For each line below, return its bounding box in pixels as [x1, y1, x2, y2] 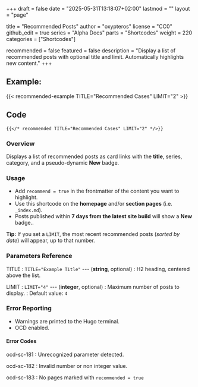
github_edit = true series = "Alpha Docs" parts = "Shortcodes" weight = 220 [6, 29, 193, 36]
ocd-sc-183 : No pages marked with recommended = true [6, 374, 144, 381]
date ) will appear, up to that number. [6, 237, 95, 244]
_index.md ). [14, 206, 43, 213]
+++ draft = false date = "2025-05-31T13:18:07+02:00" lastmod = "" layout [6, 5, 190, 12]
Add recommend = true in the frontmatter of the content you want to [14, 187, 180, 195]
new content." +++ [6, 59, 52, 67]
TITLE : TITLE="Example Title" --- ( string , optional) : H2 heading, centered [6, 265, 190, 272]
